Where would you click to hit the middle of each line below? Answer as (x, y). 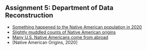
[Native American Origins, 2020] (45, 42)
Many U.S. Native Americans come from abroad (60, 37)
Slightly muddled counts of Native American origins (64, 32)
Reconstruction (29, 16)
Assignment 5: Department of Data (59, 8)
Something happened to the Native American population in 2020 (77, 27)
